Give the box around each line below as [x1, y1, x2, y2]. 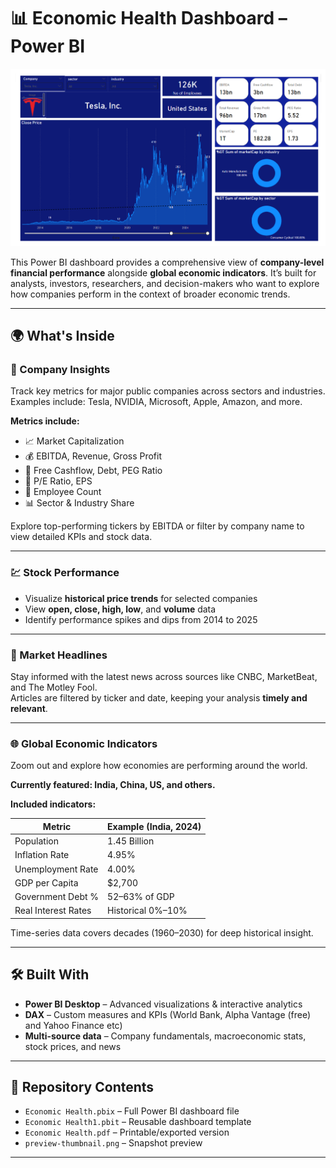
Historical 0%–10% [107, 905, 188, 917]
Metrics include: [10, 415, 80, 427]
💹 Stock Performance [10, 566, 120, 580]
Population [14, 835, 59, 847]
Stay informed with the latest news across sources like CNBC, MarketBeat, [10, 670, 318, 682]
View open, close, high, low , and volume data [24, 603, 217, 615]
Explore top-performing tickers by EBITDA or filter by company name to [10, 520, 305, 532]
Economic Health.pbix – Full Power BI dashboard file [24, 1105, 240, 1117]
